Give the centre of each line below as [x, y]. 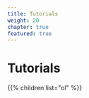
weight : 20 [23, 20]
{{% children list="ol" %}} [45, 88]
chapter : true [28, 27]
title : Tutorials [33, 14]
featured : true [30, 33]
